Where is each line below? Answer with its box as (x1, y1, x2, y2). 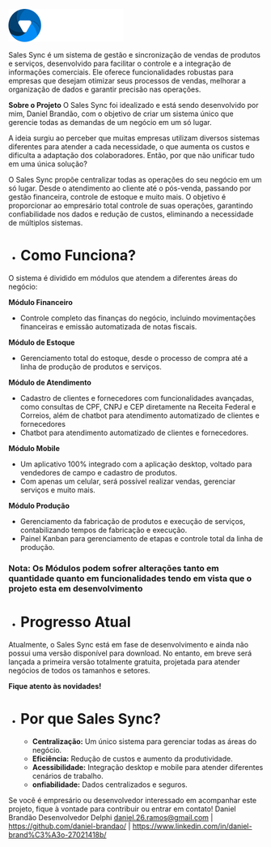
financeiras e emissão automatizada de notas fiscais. (19, 321, 197, 331)
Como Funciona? (19, 247, 136, 264)
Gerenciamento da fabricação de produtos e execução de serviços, (19, 516, 246, 526)
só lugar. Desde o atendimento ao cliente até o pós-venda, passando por (8, 183, 252, 193)
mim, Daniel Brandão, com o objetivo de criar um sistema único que (8, 109, 234, 118)
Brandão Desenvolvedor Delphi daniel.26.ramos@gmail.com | (8, 812, 214, 822)
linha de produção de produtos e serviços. (19, 362, 162, 372)
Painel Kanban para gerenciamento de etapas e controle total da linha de (19, 533, 264, 544)
